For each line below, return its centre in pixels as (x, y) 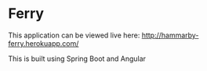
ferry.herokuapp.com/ (44, 43)
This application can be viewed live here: (74, 35)
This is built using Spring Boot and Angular (77, 59)
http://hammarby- (170, 35)
